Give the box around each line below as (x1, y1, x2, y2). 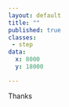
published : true (8, 26, 61, 34)
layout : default (8, 11, 61, 20)
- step (11, 41, 34, 49)
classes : (8, 33, 37, 42)
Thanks (8, 91, 33, 101)
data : (8, 48, 26, 56)
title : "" (8, 19, 41, 27)
